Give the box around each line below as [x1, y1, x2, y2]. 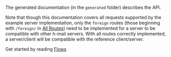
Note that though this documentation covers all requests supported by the [5, 14, 162, 20]
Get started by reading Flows [5, 46, 67, 52]
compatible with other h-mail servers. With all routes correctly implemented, [5, 31, 166, 36]
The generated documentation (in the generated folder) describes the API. [5, 5, 161, 10]
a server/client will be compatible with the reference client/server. [5, 36, 144, 42]
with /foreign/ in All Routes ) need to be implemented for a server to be [5, 25, 156, 31]
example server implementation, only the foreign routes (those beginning [5, 20, 160, 26]
